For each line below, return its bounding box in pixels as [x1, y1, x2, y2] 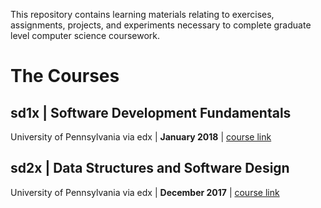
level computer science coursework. [10, 30, 161, 41]
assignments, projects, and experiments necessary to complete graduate [10, 19, 312, 31]
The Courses [10, 65, 120, 88]
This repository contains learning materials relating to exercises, [10, 9, 275, 20]
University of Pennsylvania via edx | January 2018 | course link [10, 131, 272, 143]
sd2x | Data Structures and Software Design [10, 160, 290, 177]
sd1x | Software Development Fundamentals [10, 104, 292, 121]
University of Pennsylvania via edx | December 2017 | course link [10, 186, 280, 198]
